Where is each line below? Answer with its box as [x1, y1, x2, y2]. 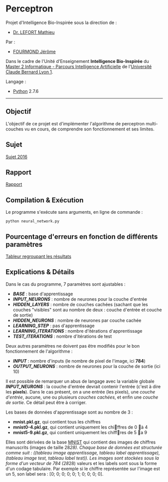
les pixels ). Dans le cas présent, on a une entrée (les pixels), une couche [5, 389, 156, 395]
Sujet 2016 [5, 153, 28, 160]
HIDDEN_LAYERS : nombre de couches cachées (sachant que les [12, 301, 149, 307]
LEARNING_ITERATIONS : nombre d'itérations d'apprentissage [12, 328, 143, 334]
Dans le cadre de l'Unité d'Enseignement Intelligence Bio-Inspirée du [5, 58, 149, 64]
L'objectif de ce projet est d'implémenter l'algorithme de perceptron [5, 120, 145, 126]
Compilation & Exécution [5, 196, 84, 204]
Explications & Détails [5, 268, 75, 276]
